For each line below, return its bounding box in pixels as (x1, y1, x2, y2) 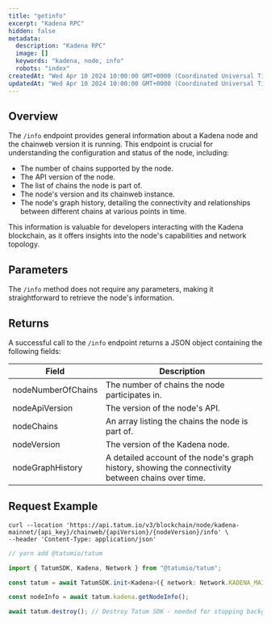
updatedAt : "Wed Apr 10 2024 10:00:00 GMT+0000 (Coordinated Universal (8, 79, 254, 87)
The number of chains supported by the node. (19, 163, 173, 174)
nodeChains (12, 420, 59, 432)
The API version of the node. (19, 172, 115, 182)
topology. (8, 239, 40, 249)
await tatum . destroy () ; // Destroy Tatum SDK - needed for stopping (8, 608, 244, 616)
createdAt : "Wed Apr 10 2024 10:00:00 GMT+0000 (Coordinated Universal (8, 72, 254, 80)
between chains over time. (105, 472, 206, 483)
